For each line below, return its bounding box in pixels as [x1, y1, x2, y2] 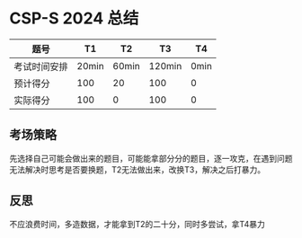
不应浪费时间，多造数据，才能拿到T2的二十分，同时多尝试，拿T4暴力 [9, 218, 265, 229]
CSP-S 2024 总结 [9, 8, 139, 29]
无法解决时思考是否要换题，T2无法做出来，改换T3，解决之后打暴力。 [9, 163, 266, 175]
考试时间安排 [13, 60, 69, 73]
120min [148, 59, 182, 72]
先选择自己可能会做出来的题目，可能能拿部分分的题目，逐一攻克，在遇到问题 [9, 153, 293, 163]
